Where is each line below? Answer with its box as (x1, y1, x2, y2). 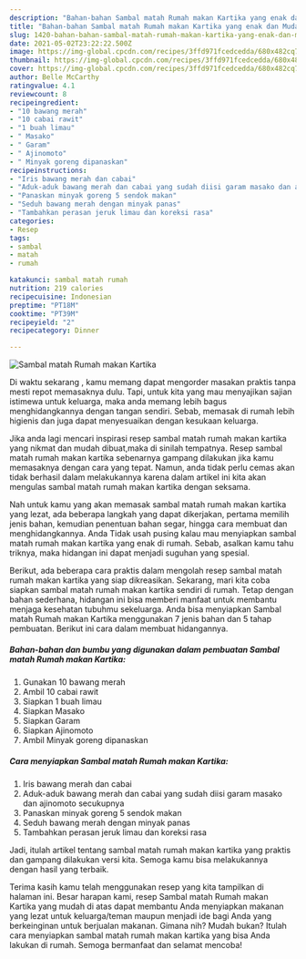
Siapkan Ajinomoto (22, 725, 94, 736)
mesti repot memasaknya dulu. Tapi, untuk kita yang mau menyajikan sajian (9, 386, 293, 397)
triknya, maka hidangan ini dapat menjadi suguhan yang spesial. (9, 547, 250, 558)
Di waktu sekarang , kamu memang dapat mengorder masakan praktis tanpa (9, 377, 296, 388)
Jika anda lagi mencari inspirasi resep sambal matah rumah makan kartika (9, 434, 287, 444)
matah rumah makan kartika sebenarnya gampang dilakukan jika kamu (9, 453, 275, 464)
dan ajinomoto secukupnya (22, 798, 125, 809)
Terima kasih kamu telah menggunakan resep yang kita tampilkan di (9, 882, 264, 893)
